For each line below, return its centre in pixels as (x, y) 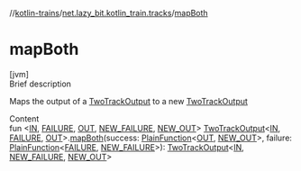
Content (24, 118)
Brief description (41, 84)
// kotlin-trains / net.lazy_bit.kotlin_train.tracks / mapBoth (109, 13)
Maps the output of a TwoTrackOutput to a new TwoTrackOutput (128, 101)
